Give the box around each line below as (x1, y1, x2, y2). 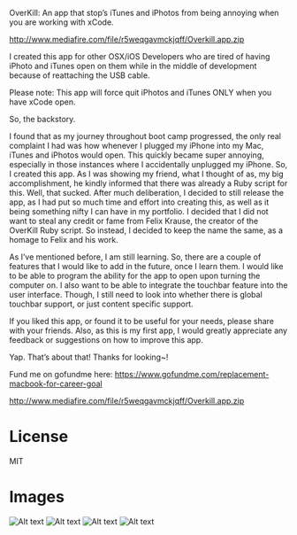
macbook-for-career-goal (9, 378, 103, 389)
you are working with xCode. (9, 17, 114, 27)
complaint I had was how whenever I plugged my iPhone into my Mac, (9, 141, 264, 151)
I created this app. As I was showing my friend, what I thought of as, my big (9, 168, 285, 179)
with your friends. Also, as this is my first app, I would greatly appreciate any (9, 325, 288, 336)
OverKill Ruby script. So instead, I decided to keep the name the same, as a (9, 225, 284, 236)
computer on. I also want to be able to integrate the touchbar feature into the (9, 280, 288, 291)
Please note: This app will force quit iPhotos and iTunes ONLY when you (9, 88, 272, 97)
